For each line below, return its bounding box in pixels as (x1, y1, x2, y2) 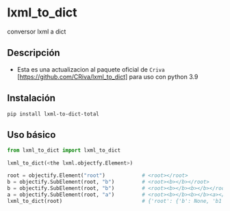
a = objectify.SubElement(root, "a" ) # (7, 191, 146, 198)
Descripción (7, 47, 60, 59)
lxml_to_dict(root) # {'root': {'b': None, (7, 197, 210, 204)
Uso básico (7, 128, 56, 141)
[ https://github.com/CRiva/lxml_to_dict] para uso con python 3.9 (16, 72, 199, 81)
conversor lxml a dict (7, 27, 66, 36)
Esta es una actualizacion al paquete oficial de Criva (16, 65, 166, 73)
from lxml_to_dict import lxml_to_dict (7, 147, 121, 154)
